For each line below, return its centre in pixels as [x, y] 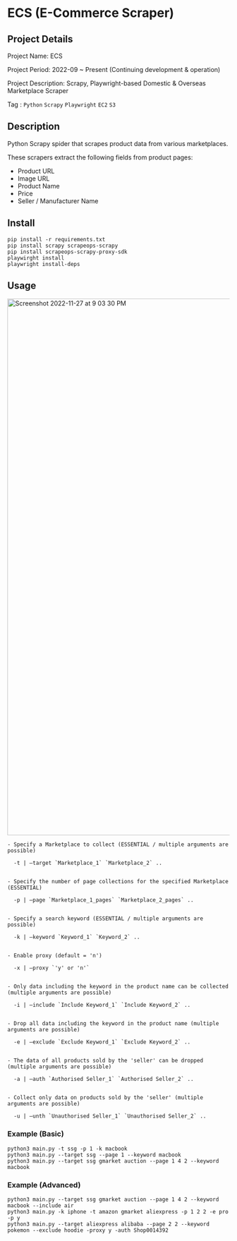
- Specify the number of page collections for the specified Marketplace [118, 882]
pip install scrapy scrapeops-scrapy [63, 246]
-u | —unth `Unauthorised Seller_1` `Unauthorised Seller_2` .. [110, 1116]
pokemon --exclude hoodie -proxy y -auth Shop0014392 [88, 1230]
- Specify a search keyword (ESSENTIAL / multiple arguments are [105, 919]
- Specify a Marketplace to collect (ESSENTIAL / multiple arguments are [118, 845]
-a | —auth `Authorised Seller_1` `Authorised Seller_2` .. [104, 1079]
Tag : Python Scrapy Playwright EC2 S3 [62, 104]
